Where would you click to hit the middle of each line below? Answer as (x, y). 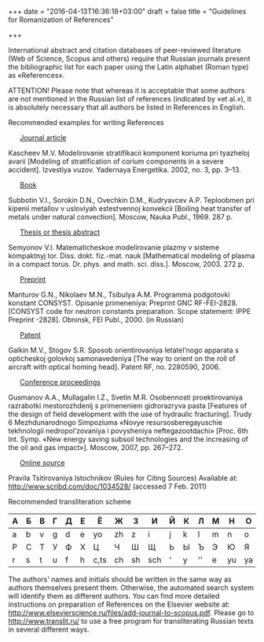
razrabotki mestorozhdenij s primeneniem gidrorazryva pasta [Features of (128, 406)
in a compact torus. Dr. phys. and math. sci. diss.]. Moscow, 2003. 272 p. (126, 264)
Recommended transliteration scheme (70, 502)
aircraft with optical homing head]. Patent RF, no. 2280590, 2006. (114, 367)
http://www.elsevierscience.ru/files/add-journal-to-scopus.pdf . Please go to (131, 612)
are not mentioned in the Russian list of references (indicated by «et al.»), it (130, 99)
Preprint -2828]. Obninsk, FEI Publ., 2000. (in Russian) (96, 319)
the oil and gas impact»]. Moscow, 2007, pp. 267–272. (95, 447)
